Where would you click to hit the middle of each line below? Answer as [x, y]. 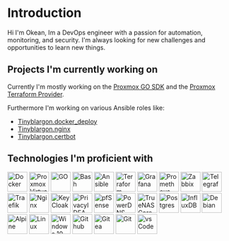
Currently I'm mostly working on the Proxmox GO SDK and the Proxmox [111, 87]
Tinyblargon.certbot [47, 136]
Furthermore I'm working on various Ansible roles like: [86, 108]
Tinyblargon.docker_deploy [57, 121]
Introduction [45, 13]
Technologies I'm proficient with [80, 159]
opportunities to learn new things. [57, 47]
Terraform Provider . [36, 94]
